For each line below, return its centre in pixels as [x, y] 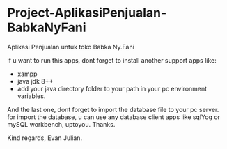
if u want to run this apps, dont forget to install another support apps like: [112, 60]
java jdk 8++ [35, 81]
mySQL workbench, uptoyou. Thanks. [61, 124]
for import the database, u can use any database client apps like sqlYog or [114, 117]
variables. [31, 96]
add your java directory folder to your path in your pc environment [112, 88]
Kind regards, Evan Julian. [45, 138]
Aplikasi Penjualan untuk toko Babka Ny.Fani [71, 47]
